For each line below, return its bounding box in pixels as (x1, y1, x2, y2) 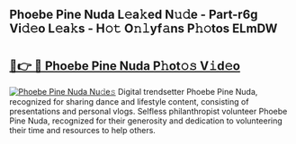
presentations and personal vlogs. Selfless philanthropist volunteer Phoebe (9, 106, 288, 116)
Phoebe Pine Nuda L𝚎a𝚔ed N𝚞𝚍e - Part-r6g (9, 7, 258, 22)
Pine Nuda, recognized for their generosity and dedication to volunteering (9, 115, 283, 126)
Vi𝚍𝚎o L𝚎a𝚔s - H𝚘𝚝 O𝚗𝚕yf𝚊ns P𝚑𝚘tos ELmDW (9, 21, 278, 37)
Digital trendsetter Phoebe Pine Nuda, (118, 87, 258, 97)
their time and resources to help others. (9, 125, 156, 135)
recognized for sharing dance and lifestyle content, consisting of (9, 97, 249, 106)
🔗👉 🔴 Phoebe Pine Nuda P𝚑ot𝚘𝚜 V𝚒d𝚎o (9, 58, 241, 73)
